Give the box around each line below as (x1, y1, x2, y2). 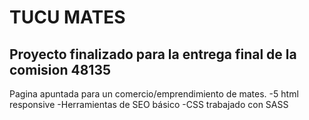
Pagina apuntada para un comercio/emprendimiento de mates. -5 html (9, 88, 299, 100)
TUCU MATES (9, 6, 126, 29)
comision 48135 (9, 61, 112, 78)
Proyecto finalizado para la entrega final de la (9, 46, 297, 63)
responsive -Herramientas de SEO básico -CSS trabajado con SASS (9, 99, 289, 110)
